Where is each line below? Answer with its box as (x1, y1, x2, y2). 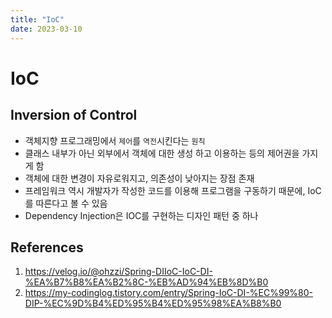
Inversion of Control (10, 107, 138, 124)
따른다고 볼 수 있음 (35, 197, 108, 209)
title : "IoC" (10, 14, 65, 25)
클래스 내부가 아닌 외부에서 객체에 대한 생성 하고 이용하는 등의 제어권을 (24, 147, 300, 159)
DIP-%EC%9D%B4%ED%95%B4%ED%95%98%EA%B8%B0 (24, 297, 282, 310)
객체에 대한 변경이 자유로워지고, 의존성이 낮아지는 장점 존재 (24, 172, 255, 184)
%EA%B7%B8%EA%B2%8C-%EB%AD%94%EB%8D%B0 (24, 276, 269, 288)
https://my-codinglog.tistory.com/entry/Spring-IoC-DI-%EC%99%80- (24, 287, 313, 299)
